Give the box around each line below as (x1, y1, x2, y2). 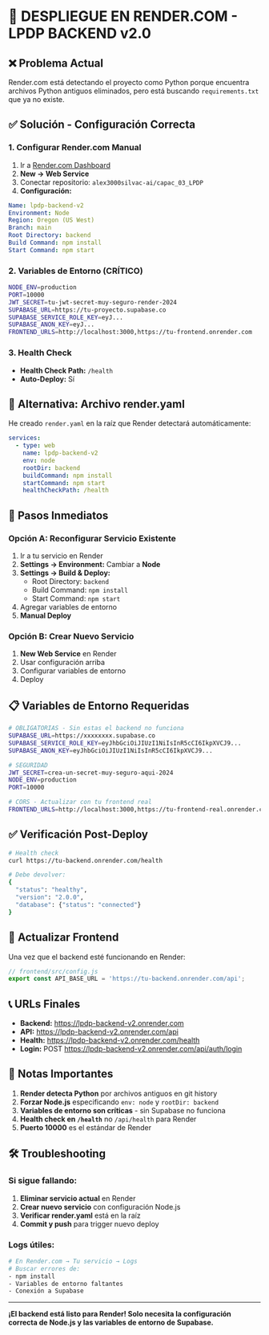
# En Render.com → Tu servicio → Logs (8, 1257, 138, 1265)
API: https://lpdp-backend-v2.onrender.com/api (19, 1027, 179, 1037)
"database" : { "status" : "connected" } (15, 900, 142, 908)
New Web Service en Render (19, 649, 117, 659)
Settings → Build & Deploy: (19, 568, 110, 578)
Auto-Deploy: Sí (19, 374, 74, 384)
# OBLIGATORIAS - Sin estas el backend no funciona (8, 725, 184, 733)
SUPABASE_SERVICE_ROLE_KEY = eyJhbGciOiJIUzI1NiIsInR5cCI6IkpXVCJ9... (8, 739, 242, 747)
